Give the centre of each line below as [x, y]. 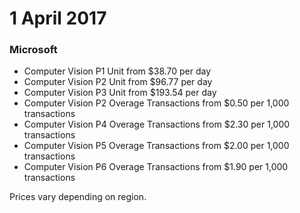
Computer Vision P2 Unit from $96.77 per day [118, 82]
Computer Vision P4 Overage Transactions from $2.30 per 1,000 [157, 124]
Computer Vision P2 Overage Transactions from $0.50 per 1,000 [156, 103]
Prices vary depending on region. [78, 197]
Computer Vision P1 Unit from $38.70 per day [117, 71]
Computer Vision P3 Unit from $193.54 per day [120, 93]
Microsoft [33, 50]
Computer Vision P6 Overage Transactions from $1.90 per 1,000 [156, 167]
